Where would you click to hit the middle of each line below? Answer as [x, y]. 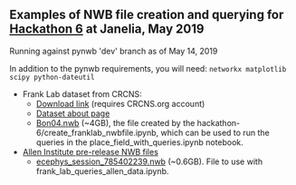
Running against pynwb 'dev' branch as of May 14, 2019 [114, 51]
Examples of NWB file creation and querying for [147, 15]
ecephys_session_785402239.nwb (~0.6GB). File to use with [149, 161]
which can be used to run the [215, 132]
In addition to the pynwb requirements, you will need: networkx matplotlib [148, 68]
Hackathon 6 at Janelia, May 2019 [107, 29]
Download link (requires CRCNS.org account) [120, 103]
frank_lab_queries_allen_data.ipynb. [102, 170]
